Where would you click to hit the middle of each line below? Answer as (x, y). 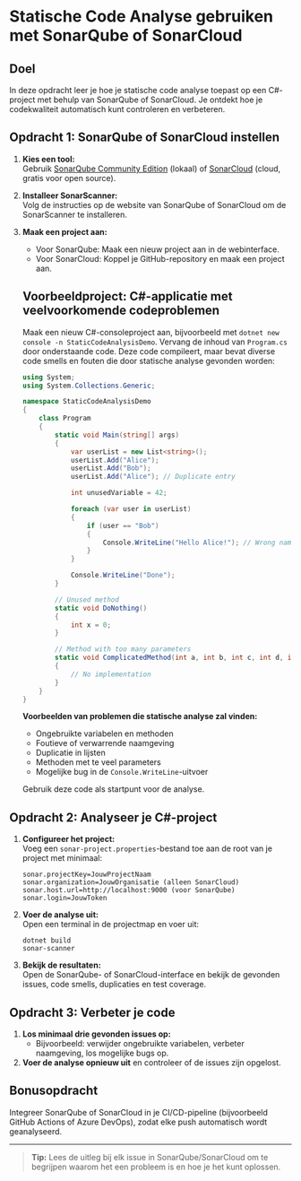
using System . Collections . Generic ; (89, 386)
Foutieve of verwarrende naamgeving (105, 743)
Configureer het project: (68, 839)
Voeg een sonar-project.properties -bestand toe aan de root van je (147, 848)
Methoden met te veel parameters (98, 762)
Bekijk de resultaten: (61, 965)
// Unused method (87, 599)
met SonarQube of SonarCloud (126, 35)
